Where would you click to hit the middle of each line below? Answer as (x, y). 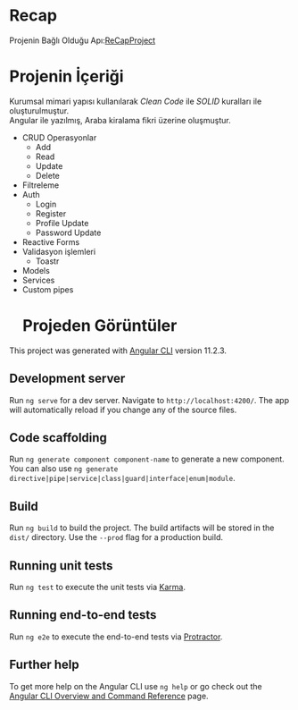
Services (38, 280)
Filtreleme (41, 185)
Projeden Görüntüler (99, 326)
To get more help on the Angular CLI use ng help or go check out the (136, 686)
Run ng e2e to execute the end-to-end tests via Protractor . (116, 637)
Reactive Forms (51, 241)
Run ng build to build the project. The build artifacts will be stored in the (142, 528)
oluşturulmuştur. (39, 110)
